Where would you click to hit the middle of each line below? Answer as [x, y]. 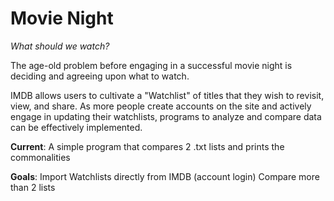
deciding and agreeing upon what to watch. [100, 76]
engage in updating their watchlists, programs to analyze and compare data [166, 116]
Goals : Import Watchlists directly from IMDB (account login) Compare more [165, 176]
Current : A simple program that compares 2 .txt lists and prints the [147, 146]
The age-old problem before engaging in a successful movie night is [151, 65]
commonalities [40, 157]
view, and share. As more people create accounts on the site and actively [161, 106]
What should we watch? [60, 46]
